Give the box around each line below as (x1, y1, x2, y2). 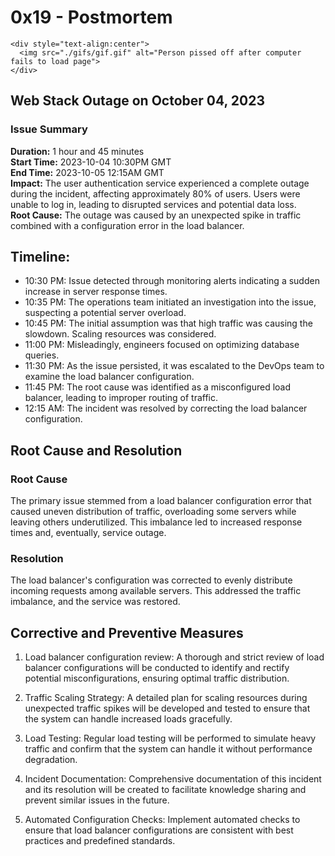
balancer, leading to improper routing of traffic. (24, 392, 219, 404)
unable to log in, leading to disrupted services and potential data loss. (10, 198, 297, 210)
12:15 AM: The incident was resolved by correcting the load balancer (24, 402, 308, 415)
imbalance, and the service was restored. (10, 596, 181, 608)
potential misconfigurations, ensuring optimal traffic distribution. (24, 672, 290, 685)
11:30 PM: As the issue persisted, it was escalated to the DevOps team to (24, 360, 325, 372)
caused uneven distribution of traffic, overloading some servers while (10, 506, 297, 518)
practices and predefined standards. (24, 835, 176, 847)
